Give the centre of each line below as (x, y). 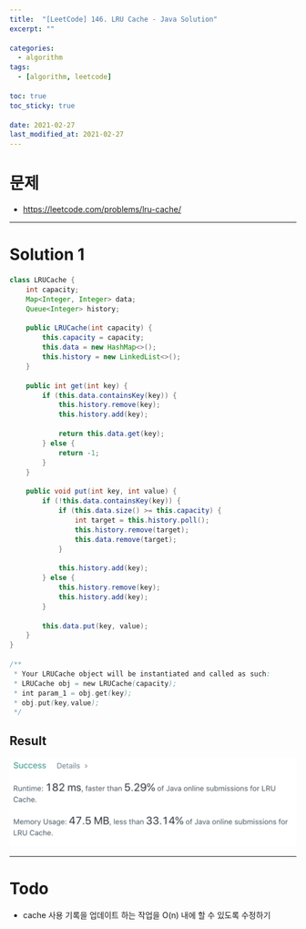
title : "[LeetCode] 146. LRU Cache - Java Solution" (114, 19)
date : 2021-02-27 (42, 125)
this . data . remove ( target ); (126, 539)
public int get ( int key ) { (77, 386)
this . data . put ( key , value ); (95, 626)
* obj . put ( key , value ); (56, 703)
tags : (20, 67)
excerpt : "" (32, 29)
